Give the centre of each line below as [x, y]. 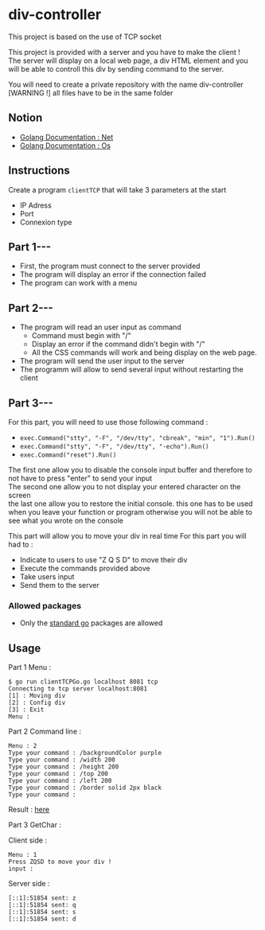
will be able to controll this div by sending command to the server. [116, 68]
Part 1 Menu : [30, 667]
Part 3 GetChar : [35, 825]
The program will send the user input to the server [102, 361]
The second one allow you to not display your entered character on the [125, 486]
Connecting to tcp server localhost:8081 [78, 689]
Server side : [29, 884]
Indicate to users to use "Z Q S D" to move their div [103, 560]
